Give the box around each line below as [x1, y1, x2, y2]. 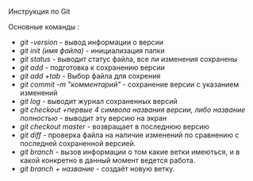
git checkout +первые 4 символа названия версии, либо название [19, 105, 246, 114]
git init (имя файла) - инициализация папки [19, 46, 165, 55]
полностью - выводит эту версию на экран [19, 114, 167, 122]
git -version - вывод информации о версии [19, 37, 164, 47]
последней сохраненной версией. [19, 139, 136, 148]
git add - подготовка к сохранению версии [19, 63, 165, 72]
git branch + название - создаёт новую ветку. [19, 164, 175, 173]
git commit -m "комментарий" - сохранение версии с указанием [19, 79, 240, 89]
